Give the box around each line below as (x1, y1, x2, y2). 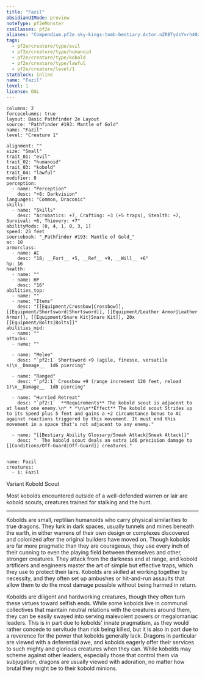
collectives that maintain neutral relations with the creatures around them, (6, 606, 192, 613)
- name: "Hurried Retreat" (12, 394, 81, 401)
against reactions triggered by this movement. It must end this (6, 415, 176, 422)
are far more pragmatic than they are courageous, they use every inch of (6, 542, 189, 549)
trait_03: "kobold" (6, 164, 56, 170)
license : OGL (6, 89, 40, 95)
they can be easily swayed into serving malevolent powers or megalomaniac (6, 613, 198, 620)
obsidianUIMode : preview (6, 15, 70, 21)
